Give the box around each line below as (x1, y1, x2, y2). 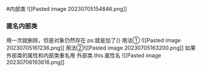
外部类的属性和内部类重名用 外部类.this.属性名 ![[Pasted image (6, 52, 161, 59)
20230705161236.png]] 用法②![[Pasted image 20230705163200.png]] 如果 (6, 44, 196, 51)
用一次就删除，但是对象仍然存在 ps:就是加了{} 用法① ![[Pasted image (6, 37, 181, 44)
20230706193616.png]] (6, 59, 65, 66)
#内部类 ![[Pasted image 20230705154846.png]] (6, 5, 128, 12)
